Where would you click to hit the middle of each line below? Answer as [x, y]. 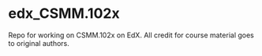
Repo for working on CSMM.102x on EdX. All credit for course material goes [131, 35]
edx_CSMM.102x [64, 14]
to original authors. [39, 43]
